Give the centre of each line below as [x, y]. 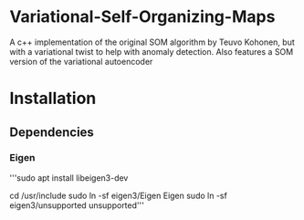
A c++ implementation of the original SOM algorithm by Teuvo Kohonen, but [152, 42]
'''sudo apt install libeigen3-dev [69, 178]
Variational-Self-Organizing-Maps [142, 17]
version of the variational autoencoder [81, 61]
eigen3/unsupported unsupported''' [77, 205]
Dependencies [52, 132]
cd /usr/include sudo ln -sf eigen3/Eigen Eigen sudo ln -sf [119, 195]
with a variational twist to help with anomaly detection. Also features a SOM [152, 51]
